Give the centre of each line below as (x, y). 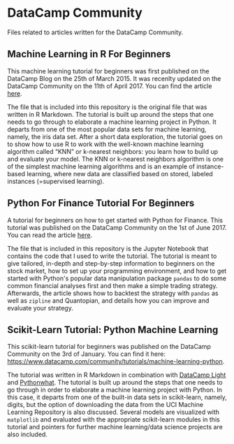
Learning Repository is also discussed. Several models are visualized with (114, 412)
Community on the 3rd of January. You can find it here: (87, 354)
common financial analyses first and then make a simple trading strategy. (112, 285)
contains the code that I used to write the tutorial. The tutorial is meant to (112, 256)
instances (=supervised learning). (56, 181)
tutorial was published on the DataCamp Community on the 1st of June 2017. (117, 227)
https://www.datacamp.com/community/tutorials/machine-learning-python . (116, 361)
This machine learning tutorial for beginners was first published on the (108, 71)
